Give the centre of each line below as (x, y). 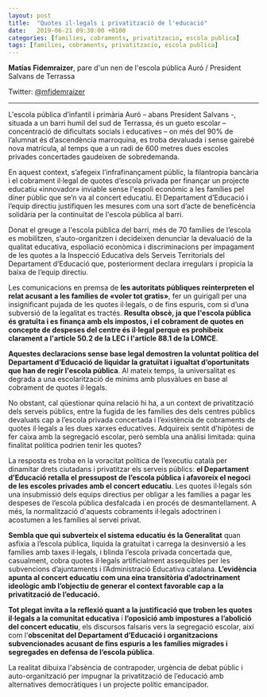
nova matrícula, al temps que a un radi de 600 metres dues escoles (118, 149)
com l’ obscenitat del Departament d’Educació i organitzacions (113, 635)
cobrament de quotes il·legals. (58, 387)
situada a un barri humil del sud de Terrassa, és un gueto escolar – (117, 123)
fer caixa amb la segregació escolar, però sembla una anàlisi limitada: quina (132, 437)
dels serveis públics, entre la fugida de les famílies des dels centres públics (132, 411)
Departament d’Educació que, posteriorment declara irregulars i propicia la (131, 264)
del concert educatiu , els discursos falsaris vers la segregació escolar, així (131, 627)
